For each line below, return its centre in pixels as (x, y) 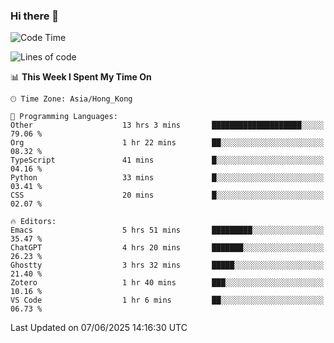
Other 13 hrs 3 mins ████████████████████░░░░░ (167, 125)
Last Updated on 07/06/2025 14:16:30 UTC (99, 328)
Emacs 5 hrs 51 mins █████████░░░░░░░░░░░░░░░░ (167, 230)
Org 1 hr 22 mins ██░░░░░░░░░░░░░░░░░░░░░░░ (167, 143)
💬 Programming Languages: (64, 117)
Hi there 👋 (35, 16)
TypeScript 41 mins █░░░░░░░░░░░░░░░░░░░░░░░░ (167, 160)
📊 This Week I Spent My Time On (81, 77)
